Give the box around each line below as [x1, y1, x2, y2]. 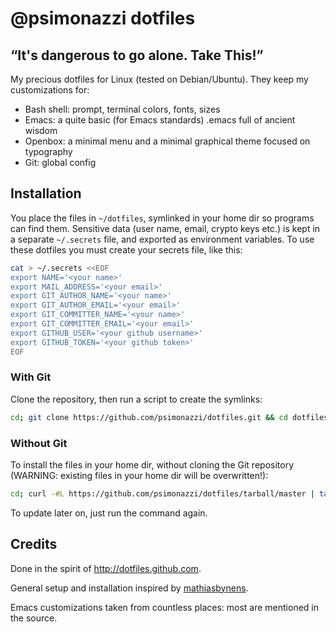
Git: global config [24, 157, 97, 168]
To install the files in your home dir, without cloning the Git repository [10, 459, 294, 471]
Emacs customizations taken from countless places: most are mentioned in [10, 601, 320, 613]
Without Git [10, 436, 68, 450]
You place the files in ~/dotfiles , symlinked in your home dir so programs [10, 212, 315, 224]
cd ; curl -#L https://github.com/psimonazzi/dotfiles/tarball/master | [10, 489, 315, 499]
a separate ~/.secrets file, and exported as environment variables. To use [10, 233, 315, 245]
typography [24, 146, 73, 157]
